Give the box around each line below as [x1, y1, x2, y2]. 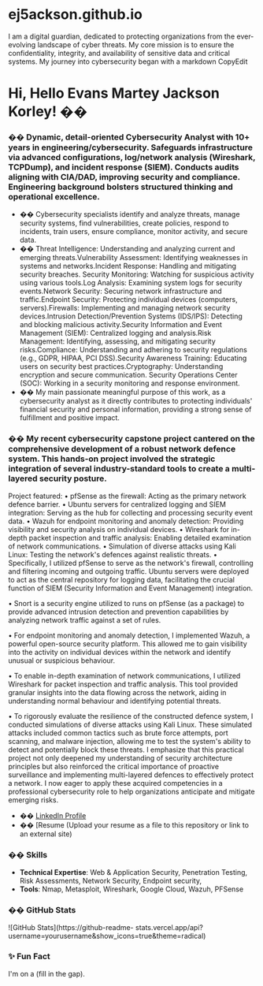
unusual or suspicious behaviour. [8, 656, 116, 665]
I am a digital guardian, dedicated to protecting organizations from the [8, 32, 235, 41]
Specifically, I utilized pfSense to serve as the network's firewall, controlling [8, 558, 254, 567]
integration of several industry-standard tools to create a [8, 463, 231, 474]
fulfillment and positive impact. [19, 413, 120, 422]
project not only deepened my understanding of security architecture [8, 753, 233, 762]
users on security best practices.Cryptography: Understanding [19, 362, 224, 371]
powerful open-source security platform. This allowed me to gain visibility [8, 638, 248, 648]
